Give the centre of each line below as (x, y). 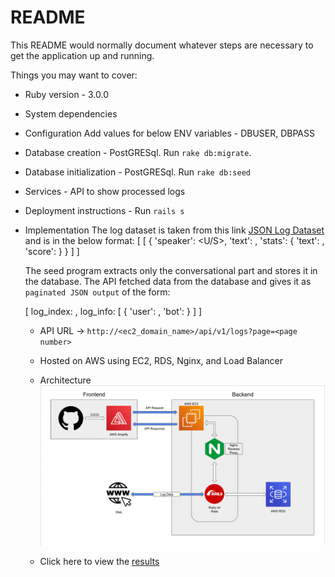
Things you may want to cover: (74, 75)
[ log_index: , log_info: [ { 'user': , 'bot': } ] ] (113, 311)
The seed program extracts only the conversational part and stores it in (171, 270)
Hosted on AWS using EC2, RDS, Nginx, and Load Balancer (161, 360)
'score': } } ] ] (52, 251)
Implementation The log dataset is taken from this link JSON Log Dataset (174, 230)
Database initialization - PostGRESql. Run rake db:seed (137, 172)
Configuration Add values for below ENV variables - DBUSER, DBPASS (169, 133)
